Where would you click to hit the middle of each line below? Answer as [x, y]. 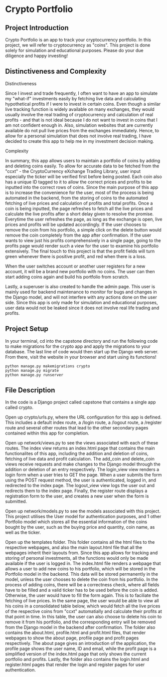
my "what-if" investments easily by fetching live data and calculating [76, 98]
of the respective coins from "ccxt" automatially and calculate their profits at [83, 611]
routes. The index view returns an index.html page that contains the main [80, 448]
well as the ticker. [23, 533]
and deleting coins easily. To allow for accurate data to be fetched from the [82, 166]
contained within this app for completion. [47, 433]
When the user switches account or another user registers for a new [75, 266]
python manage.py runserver [34, 375]
